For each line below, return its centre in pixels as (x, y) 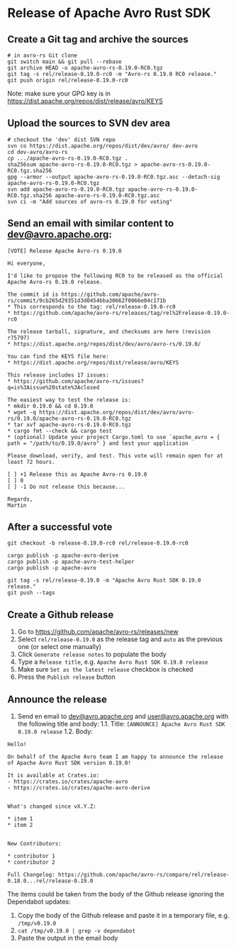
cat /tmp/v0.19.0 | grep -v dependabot (77, 931)
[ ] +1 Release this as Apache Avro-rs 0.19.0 (77, 474)
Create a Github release (61, 615)
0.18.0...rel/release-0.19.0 (50, 881)
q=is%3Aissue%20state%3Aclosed (54, 387)
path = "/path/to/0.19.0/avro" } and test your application (98, 443)
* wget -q (22, 412)
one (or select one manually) (59, 647)
